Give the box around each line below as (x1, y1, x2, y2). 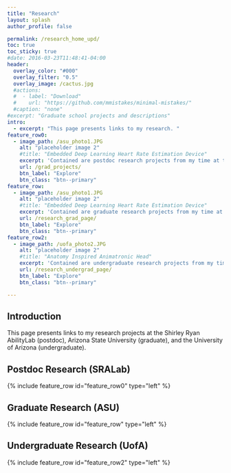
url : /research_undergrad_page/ (19, 266, 112, 273)
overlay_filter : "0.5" (13, 74, 78, 81)
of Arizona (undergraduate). (7, 343, 87, 352)
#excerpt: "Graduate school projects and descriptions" (7, 112, 170, 119)
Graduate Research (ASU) (7, 401, 120, 414)
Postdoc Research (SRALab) (7, 363, 131, 375)
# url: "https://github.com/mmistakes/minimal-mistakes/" (13, 99, 192, 107)
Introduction (7, 310, 62, 322)
